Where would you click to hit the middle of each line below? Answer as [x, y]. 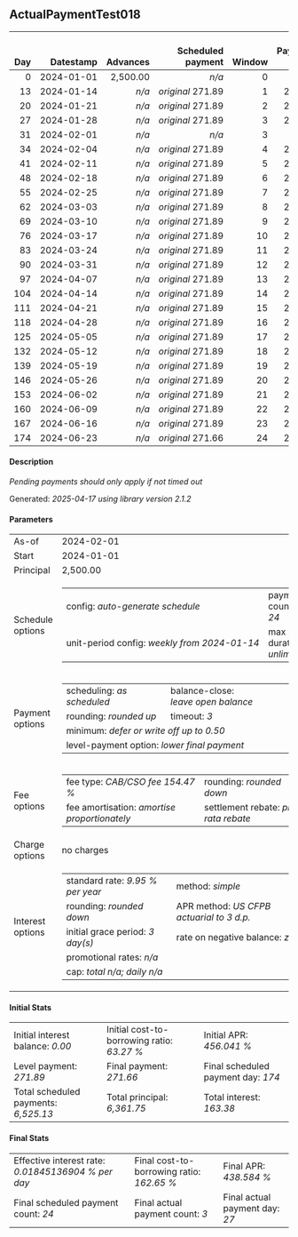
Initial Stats [30, 1007]
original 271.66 [191, 437]
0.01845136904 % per [63, 1171]
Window [250, 61]
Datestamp [74, 61]
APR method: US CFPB [223, 906]
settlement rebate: [242, 808]
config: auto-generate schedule [133, 606]
